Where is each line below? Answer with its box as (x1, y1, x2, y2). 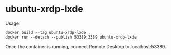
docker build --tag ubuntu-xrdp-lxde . (5, 30, 91, 35)
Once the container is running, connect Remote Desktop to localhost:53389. (5, 43, 166, 49)
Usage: (5, 20, 21, 26)
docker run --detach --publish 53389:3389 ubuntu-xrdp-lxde (5, 34, 137, 40)
